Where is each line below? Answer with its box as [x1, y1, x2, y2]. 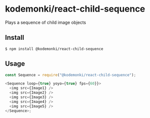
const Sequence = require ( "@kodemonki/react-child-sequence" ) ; [5, 72, 136, 77]
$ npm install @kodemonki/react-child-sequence [5, 46, 104, 51]
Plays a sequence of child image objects [5, 19, 86, 25]
